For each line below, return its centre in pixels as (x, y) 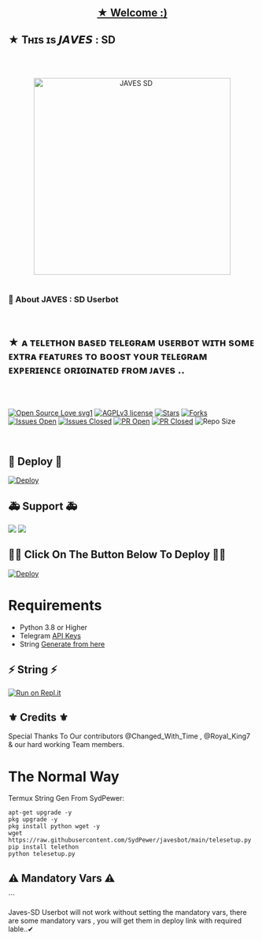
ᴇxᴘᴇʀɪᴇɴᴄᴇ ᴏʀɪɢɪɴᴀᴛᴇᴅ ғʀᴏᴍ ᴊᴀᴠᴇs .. (96, 370)
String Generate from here (62, 644)
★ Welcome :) (132, 13)
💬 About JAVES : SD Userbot (63, 300)
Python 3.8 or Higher (54, 627)
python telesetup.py (42, 854)
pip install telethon (44, 847)
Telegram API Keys (50, 635)
